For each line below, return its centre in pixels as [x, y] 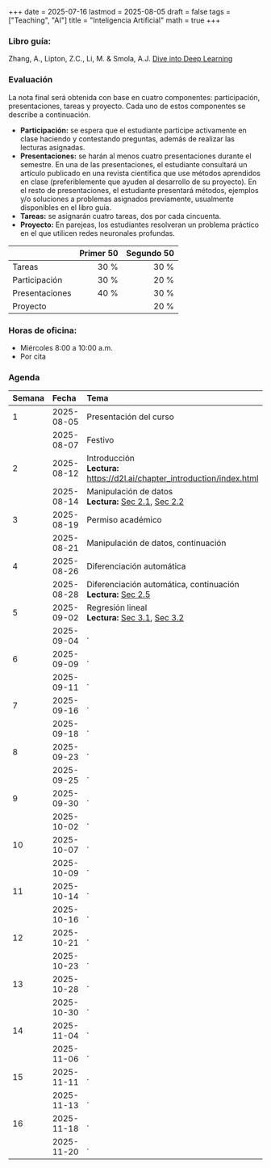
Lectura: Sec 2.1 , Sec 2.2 [135, 502]
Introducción [110, 458]
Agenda [24, 377]
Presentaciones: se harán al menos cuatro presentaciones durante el [135, 156]
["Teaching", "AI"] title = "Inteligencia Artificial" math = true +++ [115, 20]
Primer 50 [99, 253]
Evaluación [31, 80]
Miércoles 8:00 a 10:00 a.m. [66, 347]
